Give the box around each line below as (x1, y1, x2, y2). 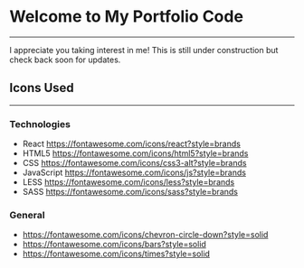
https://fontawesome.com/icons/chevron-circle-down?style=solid (22, 229, 269, 240)
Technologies (9, 117, 71, 130)
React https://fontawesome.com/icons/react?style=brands (22, 138, 242, 150)
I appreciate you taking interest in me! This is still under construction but (9, 44, 279, 55)
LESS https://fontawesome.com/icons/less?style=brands (22, 177, 235, 188)
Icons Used (9, 80, 74, 96)
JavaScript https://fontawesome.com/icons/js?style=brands (22, 167, 247, 178)
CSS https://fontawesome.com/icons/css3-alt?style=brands (22, 158, 247, 169)
